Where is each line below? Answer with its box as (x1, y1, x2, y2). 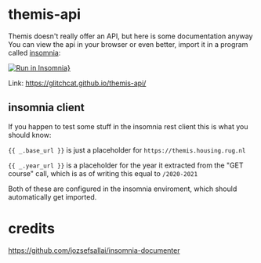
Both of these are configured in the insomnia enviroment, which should (8, 184, 237, 193)
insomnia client (8, 101, 85, 114)
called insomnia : (8, 48, 61, 57)
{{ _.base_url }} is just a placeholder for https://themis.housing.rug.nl (8, 145, 246, 154)
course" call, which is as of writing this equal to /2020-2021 (8, 168, 198, 178)
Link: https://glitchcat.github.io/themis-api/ (8, 78, 147, 88)
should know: (8, 130, 52, 139)
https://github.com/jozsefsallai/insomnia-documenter (8, 245, 180, 255)
